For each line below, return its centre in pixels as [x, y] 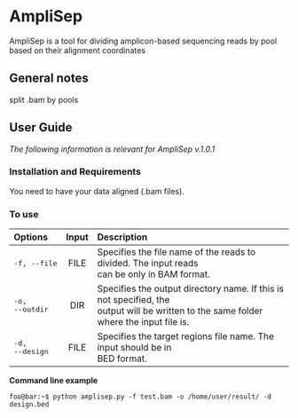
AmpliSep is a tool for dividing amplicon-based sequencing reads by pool [143, 41]
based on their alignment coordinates [78, 50]
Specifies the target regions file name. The [186, 336]
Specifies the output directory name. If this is [190, 288]
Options [31, 237]
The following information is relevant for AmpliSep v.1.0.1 [112, 149]
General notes [49, 79]
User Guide [41, 127]
